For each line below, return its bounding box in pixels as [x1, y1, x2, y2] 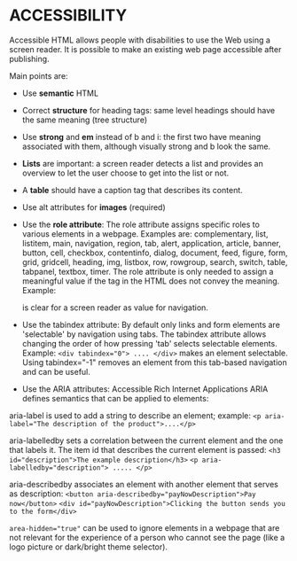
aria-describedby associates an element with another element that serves [9, 479, 279, 489]
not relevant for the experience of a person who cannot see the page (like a [9, 532, 285, 542]
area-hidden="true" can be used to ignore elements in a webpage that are [9, 522, 280, 533]
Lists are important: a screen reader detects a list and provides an [21, 158, 263, 168]
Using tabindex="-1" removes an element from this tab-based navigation [21, 356, 287, 368]
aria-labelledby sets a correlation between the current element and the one [9, 435, 284, 446]
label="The [9, 419, 50, 428]
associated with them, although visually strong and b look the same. [21, 141, 271, 152]
